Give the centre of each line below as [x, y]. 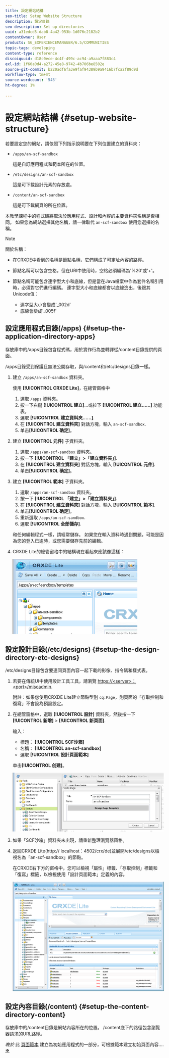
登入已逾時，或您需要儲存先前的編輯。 [66, 541]
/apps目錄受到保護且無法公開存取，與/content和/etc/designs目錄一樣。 [79, 366]
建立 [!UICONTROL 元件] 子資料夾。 [50, 441]
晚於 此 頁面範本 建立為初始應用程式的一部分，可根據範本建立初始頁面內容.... [84, 1044]
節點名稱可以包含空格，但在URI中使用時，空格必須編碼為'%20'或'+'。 [85, 270]
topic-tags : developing [30, 48]
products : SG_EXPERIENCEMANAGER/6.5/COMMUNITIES [57, 43]
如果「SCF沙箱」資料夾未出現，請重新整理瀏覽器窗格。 [70, 840]
